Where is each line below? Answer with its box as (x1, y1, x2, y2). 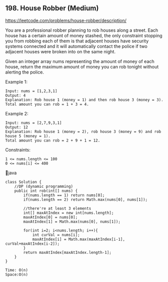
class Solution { (5, 179, 42, 184)
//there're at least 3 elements (23, 206, 92, 211)
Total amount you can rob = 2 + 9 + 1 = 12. (5, 138, 100, 143)
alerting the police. (5, 69, 44, 75)
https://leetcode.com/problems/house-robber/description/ (5, 17, 127, 23)
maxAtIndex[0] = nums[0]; (23, 215, 78, 220)
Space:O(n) (5, 272, 28, 277)
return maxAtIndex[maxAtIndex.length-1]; (23, 250, 112, 255)
